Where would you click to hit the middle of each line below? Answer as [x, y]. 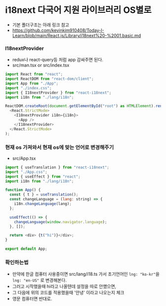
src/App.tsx [24, 158]
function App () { [23, 190]
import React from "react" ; [34, 75]
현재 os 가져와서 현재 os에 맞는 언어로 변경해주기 [60, 147]
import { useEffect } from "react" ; [43, 176]
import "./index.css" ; [28, 88]
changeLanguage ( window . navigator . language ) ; [61, 222]
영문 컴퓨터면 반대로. [32, 299]
